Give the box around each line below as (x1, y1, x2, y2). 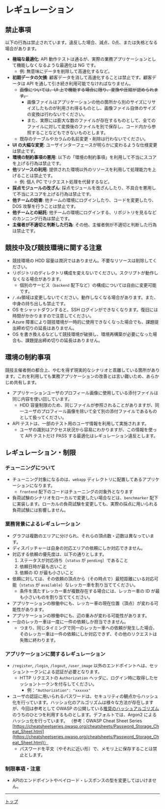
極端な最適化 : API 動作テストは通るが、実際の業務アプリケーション (12, 56, 148, 62)
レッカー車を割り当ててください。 (69, 582, 138, 588)
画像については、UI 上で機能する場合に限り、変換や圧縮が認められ (19, 87, 154, 92)
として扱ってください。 (19, 414, 67, 420)
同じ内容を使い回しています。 (12, 396, 72, 402)
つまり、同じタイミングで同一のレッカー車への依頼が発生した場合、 (19, 624, 158, 631)
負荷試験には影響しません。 (12, 507, 69, 513)
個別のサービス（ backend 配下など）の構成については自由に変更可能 (19, 282, 157, 288)
